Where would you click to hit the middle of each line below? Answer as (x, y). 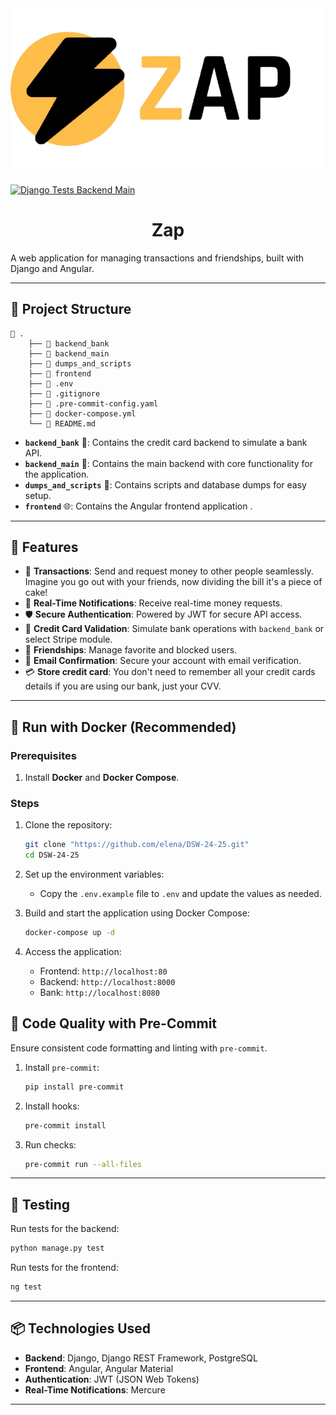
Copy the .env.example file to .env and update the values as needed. (180, 894)
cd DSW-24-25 (52, 855)
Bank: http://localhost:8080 (99, 992)
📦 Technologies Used (81, 1328)
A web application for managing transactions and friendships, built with (157, 258)
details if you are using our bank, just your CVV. (123, 686)
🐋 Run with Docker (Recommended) (123, 727)
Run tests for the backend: (65, 1229)
